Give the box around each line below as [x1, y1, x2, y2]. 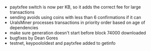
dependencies [9, 25, 39, 31]
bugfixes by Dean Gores [9, 35, 58, 41]
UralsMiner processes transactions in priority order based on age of [9, 19, 145, 25]
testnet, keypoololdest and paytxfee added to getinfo [9, 40, 116, 46]
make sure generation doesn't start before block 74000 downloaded [9, 30, 146, 35]
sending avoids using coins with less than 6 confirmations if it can [9, 15, 141, 20]
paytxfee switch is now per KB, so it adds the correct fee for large [9, 4, 141, 10]
